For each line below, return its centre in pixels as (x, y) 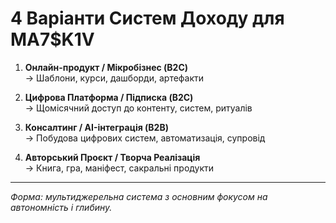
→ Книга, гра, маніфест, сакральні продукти (119, 168)
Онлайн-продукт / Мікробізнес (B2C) (106, 67)
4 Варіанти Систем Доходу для (147, 18)
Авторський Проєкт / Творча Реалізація (112, 157)
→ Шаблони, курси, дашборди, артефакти (114, 78)
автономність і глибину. (61, 207)
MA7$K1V (52, 39)
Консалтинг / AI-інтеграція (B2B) (96, 127)
